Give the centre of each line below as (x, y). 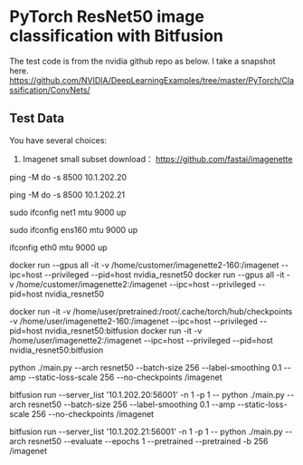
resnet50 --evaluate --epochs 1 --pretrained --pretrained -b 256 (148, 441)
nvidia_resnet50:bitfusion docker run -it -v (123, 330)
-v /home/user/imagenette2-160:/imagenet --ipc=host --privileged (133, 321)
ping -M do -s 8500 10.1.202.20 (68, 177)
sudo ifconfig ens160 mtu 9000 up (74, 229)
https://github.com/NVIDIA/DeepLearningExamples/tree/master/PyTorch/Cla (152, 80)
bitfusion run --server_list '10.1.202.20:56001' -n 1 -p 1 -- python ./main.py (147, 394)
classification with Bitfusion (116, 36)
